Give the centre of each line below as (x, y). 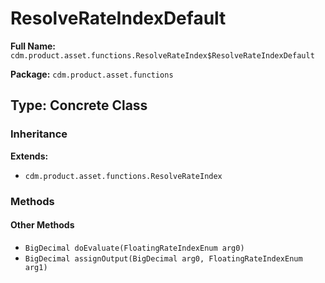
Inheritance (39, 134)
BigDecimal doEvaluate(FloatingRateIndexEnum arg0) (134, 248)
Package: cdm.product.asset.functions (92, 74)
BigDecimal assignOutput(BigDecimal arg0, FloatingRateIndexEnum (163, 258)
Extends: (29, 156)
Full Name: (33, 46)
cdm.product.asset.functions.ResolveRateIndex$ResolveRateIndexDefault (162, 55)
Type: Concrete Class (79, 105)
